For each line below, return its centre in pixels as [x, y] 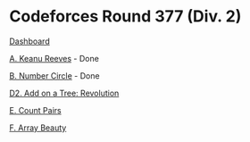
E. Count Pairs [35, 110]
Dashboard [30, 41]
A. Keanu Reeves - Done [54, 58]
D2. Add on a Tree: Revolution [64, 93]
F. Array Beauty [38, 128]
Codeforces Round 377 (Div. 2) [125, 17]
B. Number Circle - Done [54, 75]
